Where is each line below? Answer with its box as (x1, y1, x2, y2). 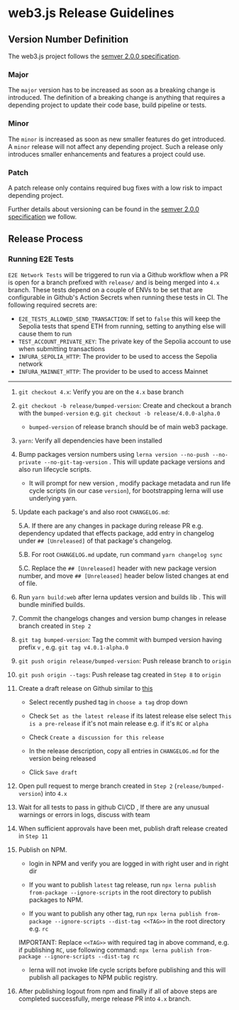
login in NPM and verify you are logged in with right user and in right (28, 859, 229, 867)
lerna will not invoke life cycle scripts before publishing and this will (28, 965, 226, 974)
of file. (18, 579, 38, 587)
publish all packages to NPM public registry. (28, 973, 158, 982)
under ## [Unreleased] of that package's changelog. (18, 536, 173, 545)
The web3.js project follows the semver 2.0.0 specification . (8, 52, 181, 60)
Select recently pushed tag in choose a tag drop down (28, 697, 188, 706)
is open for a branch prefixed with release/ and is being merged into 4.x (8, 278, 220, 287)
